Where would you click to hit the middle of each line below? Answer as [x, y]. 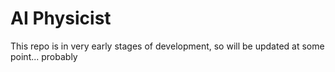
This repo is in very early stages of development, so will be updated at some [167, 46]
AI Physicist [61, 18]
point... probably [44, 56]
